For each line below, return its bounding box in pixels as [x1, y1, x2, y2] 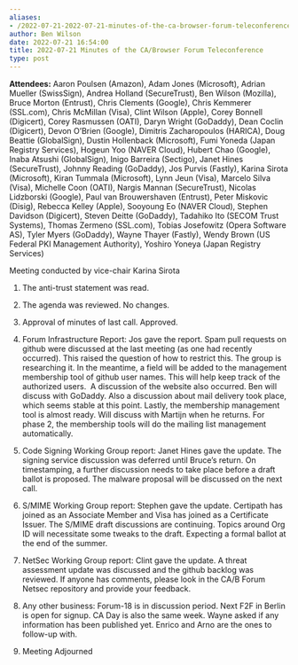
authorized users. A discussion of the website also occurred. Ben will [21, 381, 278, 391]
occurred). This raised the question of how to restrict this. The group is [21, 353, 282, 364]
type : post [9, 54, 50, 63]
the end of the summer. [21, 538, 108, 548]
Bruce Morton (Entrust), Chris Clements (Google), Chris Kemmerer [9, 98, 252, 107]
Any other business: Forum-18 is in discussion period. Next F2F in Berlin [21, 600, 286, 611]
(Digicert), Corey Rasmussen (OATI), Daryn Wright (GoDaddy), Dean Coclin [9, 116, 284, 127]
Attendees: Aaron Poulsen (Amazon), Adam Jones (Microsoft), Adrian [9, 79, 266, 89]
